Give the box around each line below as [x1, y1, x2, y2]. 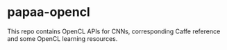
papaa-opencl [7, 4, 90, 20]
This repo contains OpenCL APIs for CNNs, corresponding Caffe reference [7, 27, 221, 35]
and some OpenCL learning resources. [7, 34, 118, 42]
